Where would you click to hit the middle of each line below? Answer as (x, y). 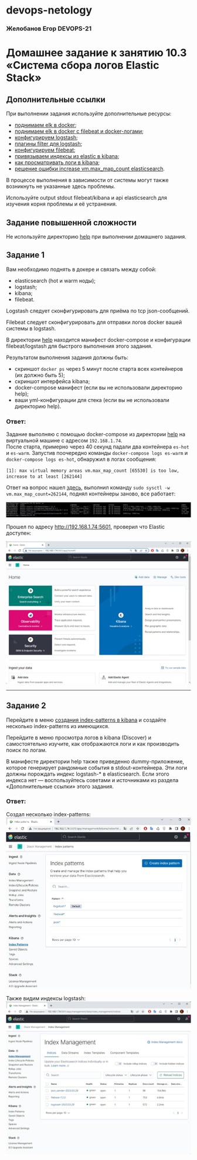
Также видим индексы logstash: (46, 998)
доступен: (19, 533)
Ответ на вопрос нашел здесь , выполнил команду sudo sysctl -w (88, 488)
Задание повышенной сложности (71, 222)
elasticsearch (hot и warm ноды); (55, 280)
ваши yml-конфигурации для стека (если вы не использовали (92, 400)
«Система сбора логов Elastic (83, 66)
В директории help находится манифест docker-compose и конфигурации (98, 340)
